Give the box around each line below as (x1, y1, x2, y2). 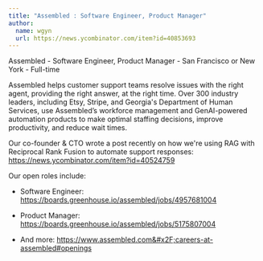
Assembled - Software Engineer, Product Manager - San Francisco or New (8, 56, 256, 66)
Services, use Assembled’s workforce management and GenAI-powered (8, 106, 248, 116)
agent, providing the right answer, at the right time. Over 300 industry (8, 89, 239, 99)
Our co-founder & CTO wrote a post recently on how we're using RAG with (8, 138, 255, 149)
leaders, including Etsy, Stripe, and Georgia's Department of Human (8, 97, 233, 107)
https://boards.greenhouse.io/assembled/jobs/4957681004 (19, 195, 217, 205)
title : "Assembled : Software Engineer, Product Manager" (8, 11, 207, 20)
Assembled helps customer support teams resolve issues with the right (8, 80, 244, 90)
